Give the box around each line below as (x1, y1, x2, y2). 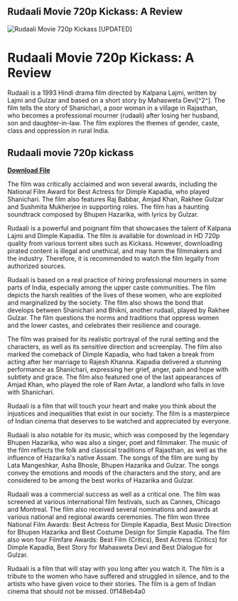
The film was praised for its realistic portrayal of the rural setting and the (7, 334, 220, 343)
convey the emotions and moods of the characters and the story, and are (7, 468, 222, 477)
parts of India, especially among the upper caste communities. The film (7, 283, 216, 292)
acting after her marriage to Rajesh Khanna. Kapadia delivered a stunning (7, 357, 222, 366)
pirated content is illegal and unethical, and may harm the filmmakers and (7, 246, 222, 255)
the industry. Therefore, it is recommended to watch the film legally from (7, 254, 220, 262)
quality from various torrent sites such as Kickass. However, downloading (7, 239, 222, 247)
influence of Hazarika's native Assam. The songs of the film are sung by (7, 453, 219, 462)
